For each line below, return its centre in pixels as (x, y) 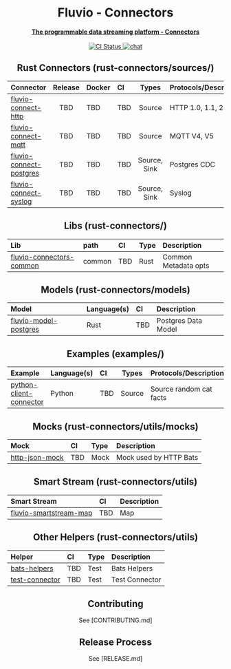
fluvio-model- (34, 321)
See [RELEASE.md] (115, 659)
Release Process (115, 642)
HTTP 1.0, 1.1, (194, 107)
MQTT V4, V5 (192, 136)
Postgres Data (179, 321)
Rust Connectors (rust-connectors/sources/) (115, 68)
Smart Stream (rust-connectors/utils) (115, 482)
